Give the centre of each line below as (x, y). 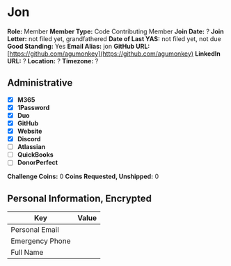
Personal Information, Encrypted (79, 198)
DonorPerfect (37, 163)
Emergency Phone (41, 241)
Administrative (40, 83)
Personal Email (35, 230)
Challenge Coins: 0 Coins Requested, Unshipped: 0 (83, 177)
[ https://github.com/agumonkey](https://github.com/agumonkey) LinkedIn (114, 54)
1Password (33, 107)
